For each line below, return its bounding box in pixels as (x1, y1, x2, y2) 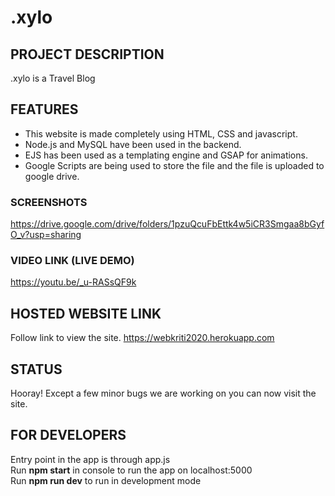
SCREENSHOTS (10, 195, 88, 209)
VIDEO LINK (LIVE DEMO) (10, 254, 135, 268)
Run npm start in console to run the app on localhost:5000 (10, 464, 253, 476)
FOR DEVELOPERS (10, 427, 127, 444)
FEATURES (10, 101, 79, 118)
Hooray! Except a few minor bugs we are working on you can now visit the (10, 387, 317, 400)
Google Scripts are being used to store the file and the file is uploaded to (24, 159, 325, 171)
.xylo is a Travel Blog (10, 72, 96, 84)
